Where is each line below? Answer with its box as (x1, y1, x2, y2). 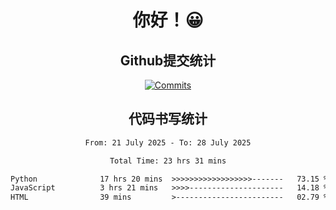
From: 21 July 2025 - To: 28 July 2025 (84, 137, 252, 148)
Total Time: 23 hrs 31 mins (109, 156, 227, 166)
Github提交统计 (119, 52, 217, 69)
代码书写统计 (128, 111, 208, 128)
